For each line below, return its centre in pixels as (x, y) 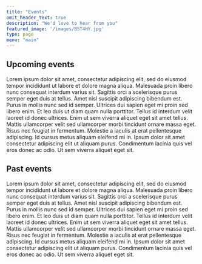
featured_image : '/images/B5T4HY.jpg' (55, 29)
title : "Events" (27, 12)
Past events (29, 169)
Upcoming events (40, 64)
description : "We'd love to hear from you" (62, 23)
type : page (20, 35)
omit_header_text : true (36, 18)
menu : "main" (23, 40)
